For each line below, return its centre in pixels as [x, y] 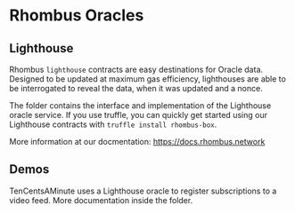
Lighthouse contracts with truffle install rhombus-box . [113, 124]
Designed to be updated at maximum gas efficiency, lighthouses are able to [148, 79]
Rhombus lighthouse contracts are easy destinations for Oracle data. [136, 69]
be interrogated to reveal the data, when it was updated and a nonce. [136, 88]
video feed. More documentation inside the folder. [101, 200]
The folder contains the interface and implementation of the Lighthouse [140, 106]
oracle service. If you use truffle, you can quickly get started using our [138, 115]
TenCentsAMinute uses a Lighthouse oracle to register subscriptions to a [143, 191]
